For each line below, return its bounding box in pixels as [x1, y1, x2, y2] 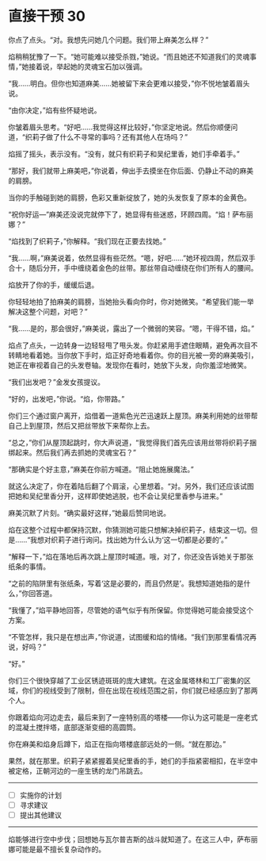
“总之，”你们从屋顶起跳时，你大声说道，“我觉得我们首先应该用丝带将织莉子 [8, 437, 250, 447]
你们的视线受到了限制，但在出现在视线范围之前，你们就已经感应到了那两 [21, 686, 258, 695]
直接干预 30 [8, 7, 85, 25]
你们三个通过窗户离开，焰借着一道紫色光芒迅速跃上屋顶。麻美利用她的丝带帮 [8, 410, 258, 421]
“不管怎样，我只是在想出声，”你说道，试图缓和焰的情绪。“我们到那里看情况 [8, 632, 250, 641]
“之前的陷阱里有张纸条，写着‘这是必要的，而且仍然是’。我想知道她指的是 [8, 578, 244, 588]
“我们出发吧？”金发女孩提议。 [8, 377, 105, 386]
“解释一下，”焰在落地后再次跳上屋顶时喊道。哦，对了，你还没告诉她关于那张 [8, 552, 254, 561]
